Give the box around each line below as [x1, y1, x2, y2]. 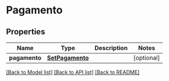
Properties [6, 27, 45, 37]
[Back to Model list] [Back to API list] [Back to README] [6, 69, 140, 76]
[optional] [133, 54, 160, 62]
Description [94, 44, 128, 52]
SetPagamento [47, 54, 89, 62]
